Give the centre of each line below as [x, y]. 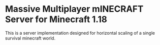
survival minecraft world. [30, 38]
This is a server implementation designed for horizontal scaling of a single [80, 33]
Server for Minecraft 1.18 [56, 19]
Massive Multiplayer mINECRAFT [74, 9]
